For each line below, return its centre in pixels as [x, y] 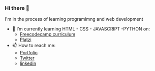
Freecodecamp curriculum [48, 34]
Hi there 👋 [17, 8]
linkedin [28, 63]
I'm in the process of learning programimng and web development [74, 19]
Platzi [25, 40]
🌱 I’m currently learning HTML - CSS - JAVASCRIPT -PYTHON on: [81, 29]
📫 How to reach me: [34, 46]
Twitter [27, 58]
